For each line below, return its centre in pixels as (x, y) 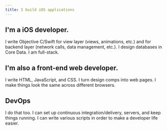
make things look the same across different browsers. (60, 85)
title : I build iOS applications (40, 10)
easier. (12, 123)
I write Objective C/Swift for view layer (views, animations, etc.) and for (78, 42)
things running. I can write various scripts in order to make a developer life (82, 118)
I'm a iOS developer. (37, 30)
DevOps (18, 100)
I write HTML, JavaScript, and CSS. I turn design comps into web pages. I (81, 80)
